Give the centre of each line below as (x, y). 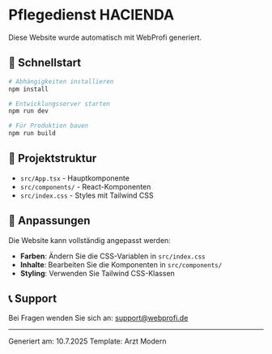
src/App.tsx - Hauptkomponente (74, 178)
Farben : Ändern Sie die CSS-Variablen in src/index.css (113, 256)
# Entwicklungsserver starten (59, 104)
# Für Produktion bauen (49, 126)
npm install (28, 89)
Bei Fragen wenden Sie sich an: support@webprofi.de (98, 318)
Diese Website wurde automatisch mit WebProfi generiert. (105, 37)
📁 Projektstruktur (53, 158)
